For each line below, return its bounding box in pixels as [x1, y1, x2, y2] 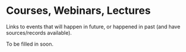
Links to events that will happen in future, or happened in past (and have [6, 23, 181, 30]
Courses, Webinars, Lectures [6, 4, 151, 17]
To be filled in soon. [6, 40, 54, 47]
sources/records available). [6, 29, 72, 36]
